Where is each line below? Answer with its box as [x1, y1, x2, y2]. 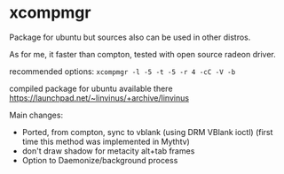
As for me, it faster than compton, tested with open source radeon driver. [9, 49, 277, 59]
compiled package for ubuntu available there [9, 83, 173, 94]
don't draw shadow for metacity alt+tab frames [21, 145, 195, 156]
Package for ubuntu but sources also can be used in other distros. [9, 32, 251, 42]
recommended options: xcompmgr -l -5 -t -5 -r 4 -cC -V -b [9, 65, 236, 77]
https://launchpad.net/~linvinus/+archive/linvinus [9, 92, 189, 103]
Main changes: [9, 110, 64, 120]
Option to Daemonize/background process [21, 155, 178, 165]
